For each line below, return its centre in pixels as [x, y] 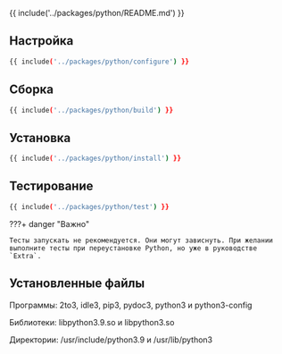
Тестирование [51, 186]
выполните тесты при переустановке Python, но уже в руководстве [133, 248]
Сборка [31, 90]
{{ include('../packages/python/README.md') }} [97, 13]
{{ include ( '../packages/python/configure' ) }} [100, 62]
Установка [40, 138]
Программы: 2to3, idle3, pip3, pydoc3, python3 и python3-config [131, 305]
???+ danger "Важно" [50, 223]
